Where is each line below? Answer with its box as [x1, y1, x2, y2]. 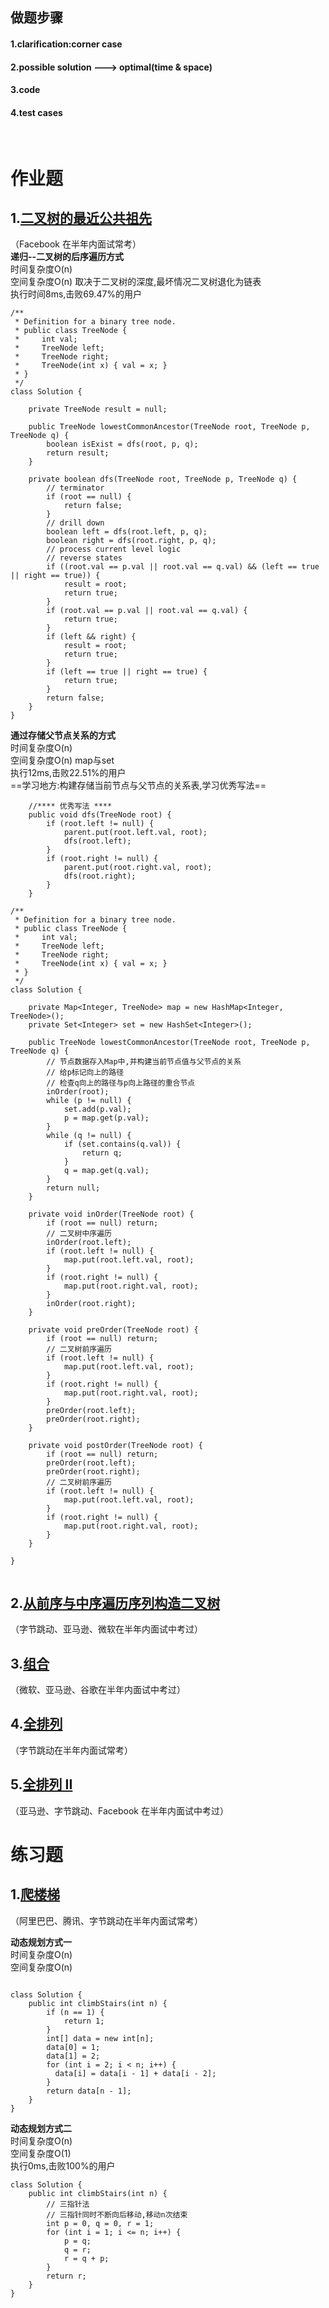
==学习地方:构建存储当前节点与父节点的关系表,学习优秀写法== [10, 779, 267, 792]
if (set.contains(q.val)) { [63, 1139, 182, 1150]
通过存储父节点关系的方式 [10, 729, 116, 742]
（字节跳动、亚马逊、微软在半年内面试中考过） [10, 1623, 203, 1635]
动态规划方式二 [10, 2122, 72, 2134]
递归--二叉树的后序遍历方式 [10, 251, 125, 263]
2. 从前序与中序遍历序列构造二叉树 [10, 1594, 221, 1612]
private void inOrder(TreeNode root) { [28, 1209, 195, 1220]
